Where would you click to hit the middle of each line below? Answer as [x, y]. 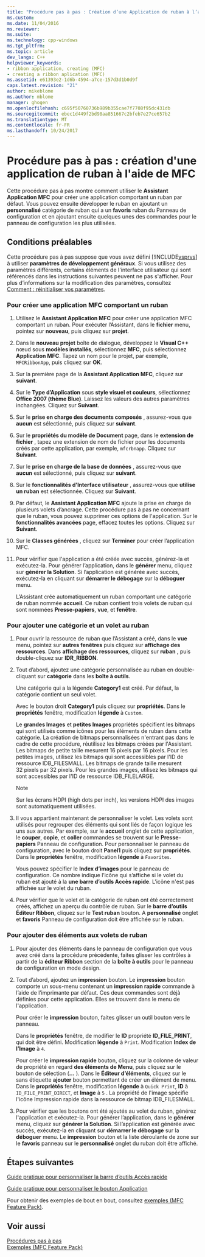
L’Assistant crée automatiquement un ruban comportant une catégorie [103, 597]
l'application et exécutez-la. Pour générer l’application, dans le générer [105, 1117]
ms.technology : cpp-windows [43, 40]
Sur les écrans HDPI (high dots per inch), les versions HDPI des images [105, 800]
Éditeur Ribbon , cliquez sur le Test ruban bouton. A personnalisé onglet [107, 913]
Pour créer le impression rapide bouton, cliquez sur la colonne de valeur [107, 1060]
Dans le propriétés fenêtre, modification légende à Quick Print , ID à [102, 1086]
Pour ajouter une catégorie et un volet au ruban [78, 625]
